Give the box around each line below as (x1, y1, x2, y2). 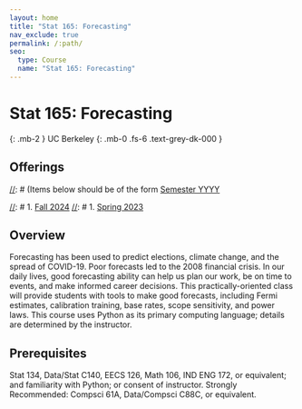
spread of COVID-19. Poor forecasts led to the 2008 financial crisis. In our (9, 261, 285, 273)
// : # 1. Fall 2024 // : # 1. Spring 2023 (9, 201, 143, 212)
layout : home (9, 13, 59, 23)
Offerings (9, 160, 65, 175)
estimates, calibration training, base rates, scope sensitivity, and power (9, 300, 275, 311)
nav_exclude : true (9, 30, 79, 39)
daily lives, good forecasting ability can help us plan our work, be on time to (9, 271, 292, 282)
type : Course (17, 55, 67, 65)
